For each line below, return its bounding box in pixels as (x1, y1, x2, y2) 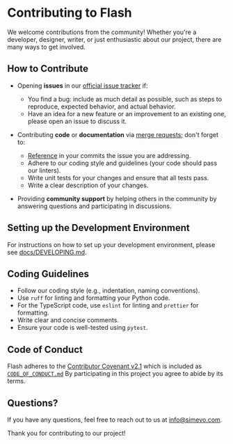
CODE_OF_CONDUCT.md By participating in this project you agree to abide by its (7, 370, 224, 378)
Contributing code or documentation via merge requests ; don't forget (17, 130, 219, 138)
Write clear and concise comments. (17, 316, 120, 324)
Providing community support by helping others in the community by (17, 194, 217, 203)
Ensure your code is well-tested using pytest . (17, 324, 148, 332)
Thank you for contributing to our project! (7, 429, 127, 437)
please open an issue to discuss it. (27, 117, 127, 125)
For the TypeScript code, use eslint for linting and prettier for (17, 301, 199, 310)
